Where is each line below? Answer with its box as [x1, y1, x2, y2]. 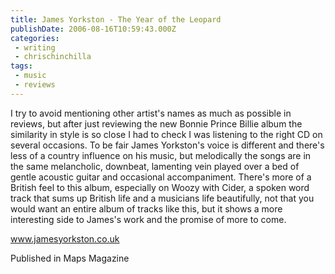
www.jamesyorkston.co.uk [10, 232, 120, 245]
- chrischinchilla [14, 52, 92, 62]
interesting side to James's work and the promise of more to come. [10, 213, 287, 225]
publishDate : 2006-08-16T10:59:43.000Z [10, 24, 177, 34]
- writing [14, 42, 56, 53]
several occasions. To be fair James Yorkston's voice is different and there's [10, 139, 325, 151]
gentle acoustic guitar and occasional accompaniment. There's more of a [10, 171, 312, 183]
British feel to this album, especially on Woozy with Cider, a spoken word [10, 181, 310, 193]
